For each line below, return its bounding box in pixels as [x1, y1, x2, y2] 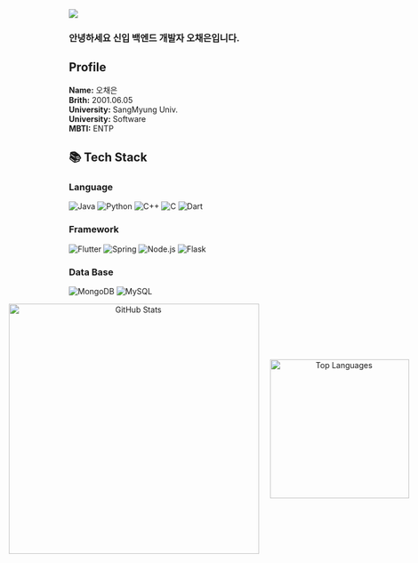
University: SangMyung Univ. [68, 104, 178, 115]
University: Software [68, 113, 147, 124]
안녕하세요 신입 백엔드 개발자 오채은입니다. [68, 31, 240, 44]
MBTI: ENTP [68, 123, 115, 133]
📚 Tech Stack [68, 150, 148, 165]
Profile [68, 60, 107, 75]
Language [68, 181, 114, 194]
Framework [68, 223, 119, 236]
